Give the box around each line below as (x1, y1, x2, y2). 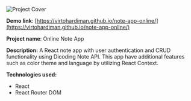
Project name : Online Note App (6, 35, 84, 42)
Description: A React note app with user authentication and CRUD (6, 47, 171, 54)
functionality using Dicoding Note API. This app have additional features (6, 53, 185, 60)
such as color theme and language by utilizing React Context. (6, 60, 158, 66)
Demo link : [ (6, 17, 37, 24)
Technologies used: (6, 71, 57, 78)
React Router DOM (14, 89, 62, 96)
